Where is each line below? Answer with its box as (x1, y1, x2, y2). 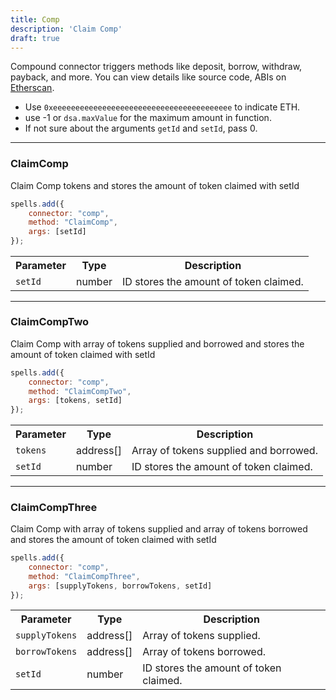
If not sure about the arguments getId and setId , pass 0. (24, 122, 258, 135)
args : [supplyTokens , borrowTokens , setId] (28, 581, 213, 591)
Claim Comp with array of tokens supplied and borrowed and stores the (10, 337, 305, 350)
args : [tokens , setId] (28, 396, 123, 406)
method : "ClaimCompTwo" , (28, 386, 132, 396)
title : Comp (10, 14, 60, 25)
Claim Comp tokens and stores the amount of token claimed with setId (10, 179, 300, 191)
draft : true (10, 33, 60, 43)
